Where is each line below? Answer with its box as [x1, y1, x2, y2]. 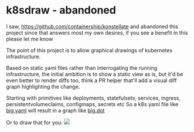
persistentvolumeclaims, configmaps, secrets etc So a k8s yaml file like [6, 100, 179, 107]
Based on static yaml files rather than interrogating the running [6, 64, 158, 71]
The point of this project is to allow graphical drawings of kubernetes [6, 46, 173, 53]
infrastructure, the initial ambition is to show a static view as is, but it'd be [6, 70, 183, 77]
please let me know [6, 35, 53, 42]
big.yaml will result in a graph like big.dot [6, 107, 105, 114]
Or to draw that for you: [6, 119, 63, 126]
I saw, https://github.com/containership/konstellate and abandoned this [6, 23, 179, 30]
